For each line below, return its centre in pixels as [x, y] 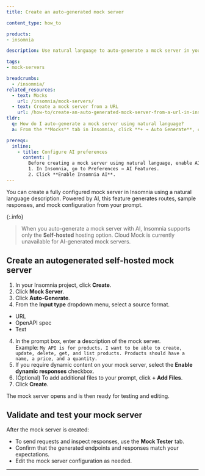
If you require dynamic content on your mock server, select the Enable [104, 364]
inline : [22, 146]
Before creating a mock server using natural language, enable [110, 163]
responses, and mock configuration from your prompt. [75, 204]
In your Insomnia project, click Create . [63, 285]
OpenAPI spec [33, 323]
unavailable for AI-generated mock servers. [76, 241]
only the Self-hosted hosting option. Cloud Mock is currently [98, 235]
